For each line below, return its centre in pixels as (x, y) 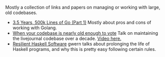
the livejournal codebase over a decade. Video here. (67, 38)
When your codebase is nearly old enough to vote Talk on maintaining (85, 33)
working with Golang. (35, 28)
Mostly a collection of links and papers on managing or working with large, (83, 7)
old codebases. (21, 13)
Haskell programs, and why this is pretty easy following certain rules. (84, 49)
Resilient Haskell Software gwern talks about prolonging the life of (81, 44)
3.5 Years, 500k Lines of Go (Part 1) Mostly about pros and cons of (82, 22)
